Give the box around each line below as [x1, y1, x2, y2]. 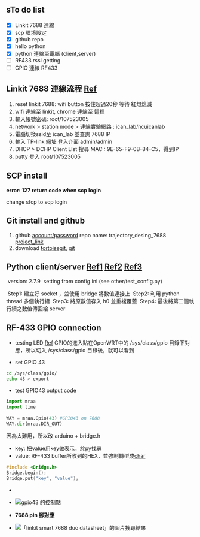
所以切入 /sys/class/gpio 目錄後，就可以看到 [25, 347, 134, 354]
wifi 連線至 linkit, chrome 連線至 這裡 [14, 108, 105, 116]
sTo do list [6, 5, 45, 15]
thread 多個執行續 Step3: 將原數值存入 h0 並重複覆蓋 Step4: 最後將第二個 [6, 297, 189, 304]
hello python [14, 43, 46, 50]
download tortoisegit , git [14, 244, 75, 251]
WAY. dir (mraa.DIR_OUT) [6, 421, 63, 427]
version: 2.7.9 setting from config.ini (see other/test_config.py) [7, 277, 163, 285]
